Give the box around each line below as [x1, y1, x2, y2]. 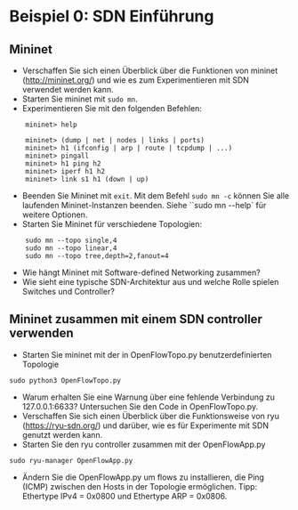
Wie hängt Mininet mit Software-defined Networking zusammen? [21, 267, 261, 278]
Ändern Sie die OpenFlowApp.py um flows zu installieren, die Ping [21, 472, 265, 482]
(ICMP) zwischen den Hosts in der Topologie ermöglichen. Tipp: [21, 481, 258, 491]
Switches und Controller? [21, 287, 116, 296]
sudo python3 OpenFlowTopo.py [9, 376, 122, 385]
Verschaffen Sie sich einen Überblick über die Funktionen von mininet [21, 65, 278, 76]
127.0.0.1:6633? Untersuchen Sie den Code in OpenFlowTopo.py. [21, 401, 259, 411]
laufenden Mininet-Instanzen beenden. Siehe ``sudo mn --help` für [21, 200, 267, 210]
